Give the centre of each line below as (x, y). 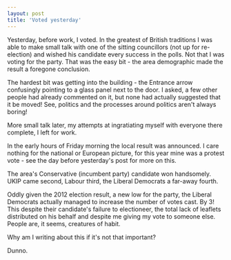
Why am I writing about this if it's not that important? (82, 237)
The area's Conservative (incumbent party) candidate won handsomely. (109, 174)
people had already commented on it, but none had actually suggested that (114, 97)
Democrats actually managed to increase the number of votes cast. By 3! (111, 201)
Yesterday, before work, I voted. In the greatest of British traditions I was (110, 39)
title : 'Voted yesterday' (44, 20)
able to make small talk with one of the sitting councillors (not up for (103, 47)
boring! (17, 112)
